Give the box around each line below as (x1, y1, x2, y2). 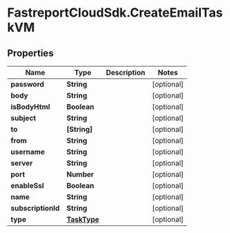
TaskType (66, 215, 99, 224)
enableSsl (10, 181, 44, 190)
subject (10, 113, 37, 123)
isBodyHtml (10, 102, 51, 112)
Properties (7, 47, 54, 59)
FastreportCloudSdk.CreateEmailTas (7, 5, 223, 21)
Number (66, 170, 94, 179)
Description (106, 68, 145, 77)
